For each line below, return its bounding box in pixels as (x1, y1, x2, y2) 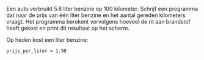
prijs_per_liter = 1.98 (6, 48, 67, 54)
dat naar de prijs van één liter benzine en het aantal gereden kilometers (6, 12, 186, 19)
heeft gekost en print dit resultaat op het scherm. (6, 24, 130, 32)
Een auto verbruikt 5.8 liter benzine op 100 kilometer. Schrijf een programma (6, 5, 199, 12)
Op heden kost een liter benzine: (6, 36, 89, 43)
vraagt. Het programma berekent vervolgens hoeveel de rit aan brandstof (6, 18, 191, 25)
